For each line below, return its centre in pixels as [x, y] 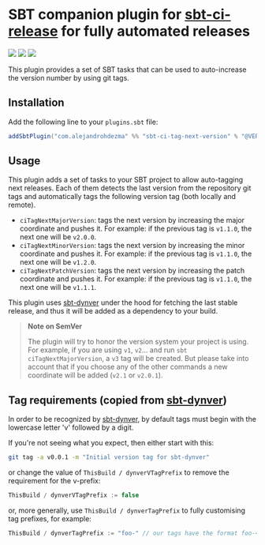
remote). [22, 205]
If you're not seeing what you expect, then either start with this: [111, 443]
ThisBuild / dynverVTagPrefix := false [74, 495]
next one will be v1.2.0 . [58, 262]
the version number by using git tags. [69, 77]
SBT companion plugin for [95, 15]
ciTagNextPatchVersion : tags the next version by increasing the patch [132, 271]
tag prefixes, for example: [50, 519]
